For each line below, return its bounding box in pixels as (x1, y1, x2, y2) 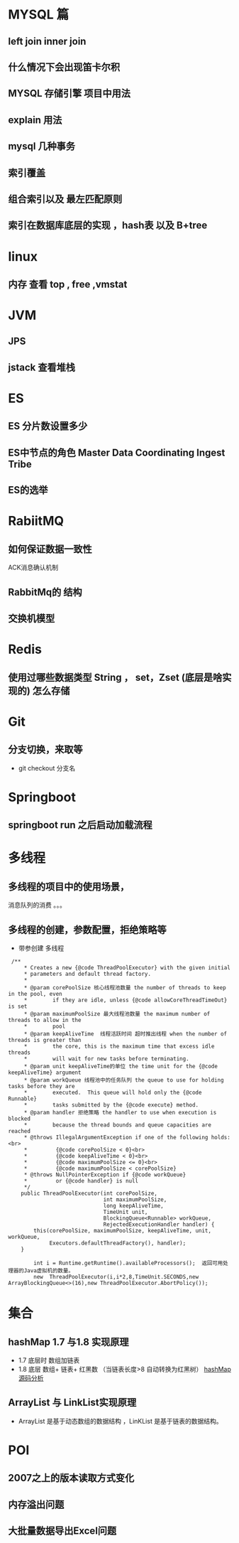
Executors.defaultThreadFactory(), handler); (49, 1240, 187, 1247)
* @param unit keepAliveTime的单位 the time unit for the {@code (23, 1063, 218, 1070)
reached (8, 1127, 31, 1134)
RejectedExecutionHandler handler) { (103, 1220, 215, 1228)
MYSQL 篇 (8, 6, 70, 23)
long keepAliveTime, (103, 1202, 164, 1209)
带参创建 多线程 (18, 943, 65, 952)
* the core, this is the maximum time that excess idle (23, 1043, 215, 1050)
